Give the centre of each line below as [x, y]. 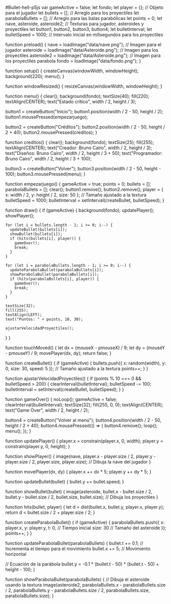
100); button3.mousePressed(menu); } [45, 174]
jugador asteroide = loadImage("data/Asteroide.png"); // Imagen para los [82, 50]
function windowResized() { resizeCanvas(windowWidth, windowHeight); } [84, 86]
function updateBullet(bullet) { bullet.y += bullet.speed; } [65, 482]
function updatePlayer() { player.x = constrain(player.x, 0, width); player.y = [84, 441]
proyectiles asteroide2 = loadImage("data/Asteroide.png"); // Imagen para [83, 55]
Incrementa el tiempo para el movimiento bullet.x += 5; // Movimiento [78, 549]
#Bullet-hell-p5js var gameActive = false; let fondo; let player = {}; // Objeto [84, 7]
